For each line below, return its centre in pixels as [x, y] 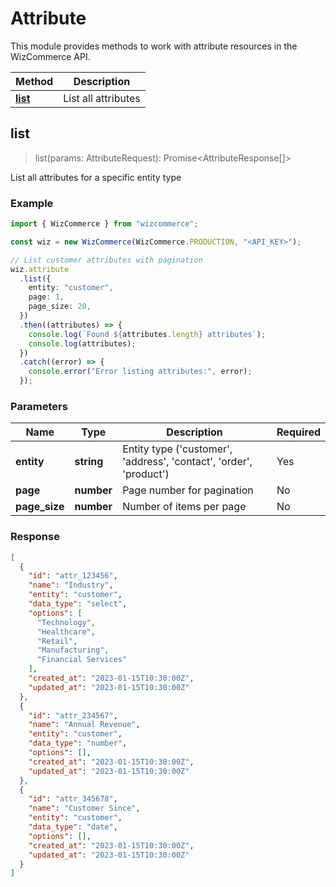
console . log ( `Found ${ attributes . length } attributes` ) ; [147, 334]
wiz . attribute [40, 269]
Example [32, 203]
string [89, 462]
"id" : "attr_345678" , [73, 799]
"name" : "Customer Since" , [84, 808]
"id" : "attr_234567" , [73, 715]
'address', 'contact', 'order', [187, 462]
